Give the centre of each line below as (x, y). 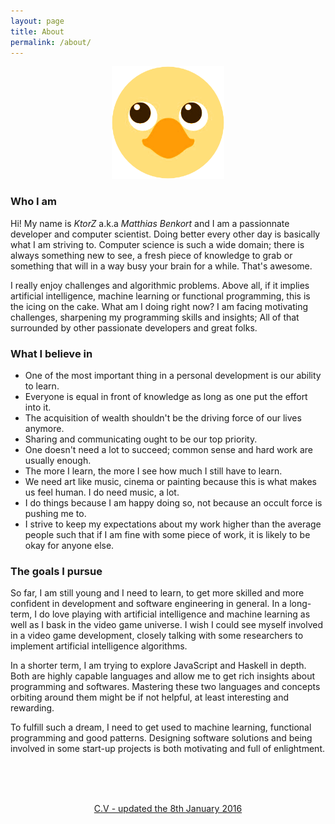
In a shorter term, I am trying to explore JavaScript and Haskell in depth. (158, 666)
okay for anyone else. (69, 545)
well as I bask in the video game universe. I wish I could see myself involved (167, 625)
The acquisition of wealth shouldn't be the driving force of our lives (163, 417)
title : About (37, 31)
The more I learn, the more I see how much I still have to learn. (153, 471)
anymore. (44, 428)
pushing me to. (55, 513)
